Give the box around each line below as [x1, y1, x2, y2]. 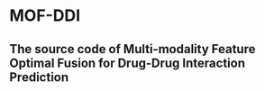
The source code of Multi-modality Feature [9, 41, 256, 57]
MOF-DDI [9, 5, 81, 26]
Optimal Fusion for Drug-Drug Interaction [9, 55, 246, 70]
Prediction [9, 69, 69, 85]
